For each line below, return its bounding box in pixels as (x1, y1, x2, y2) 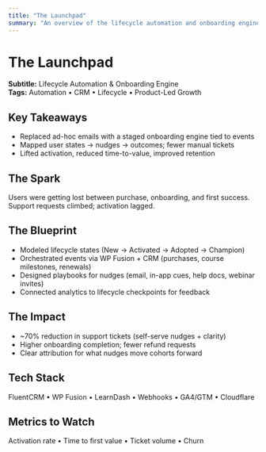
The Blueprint (8, 224, 78, 238)
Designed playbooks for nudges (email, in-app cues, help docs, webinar (19, 270, 256, 280)
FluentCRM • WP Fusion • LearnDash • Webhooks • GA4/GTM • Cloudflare (8, 392, 255, 401)
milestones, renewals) (19, 262, 92, 271)
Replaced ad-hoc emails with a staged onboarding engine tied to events (19, 132, 255, 141)
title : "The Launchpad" (8, 11, 87, 20)
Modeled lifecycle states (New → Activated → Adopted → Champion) (19, 245, 245, 255)
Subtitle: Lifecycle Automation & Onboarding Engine (8, 79, 179, 89)
